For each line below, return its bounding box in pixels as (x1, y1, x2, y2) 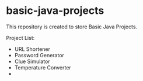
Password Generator (14, 51, 64, 58)
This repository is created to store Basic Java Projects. (6, 23, 138, 30)
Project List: (6, 34, 35, 41)
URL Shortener (14, 45, 51, 53)
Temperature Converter (14, 64, 71, 71)
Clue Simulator (14, 58, 51, 65)
